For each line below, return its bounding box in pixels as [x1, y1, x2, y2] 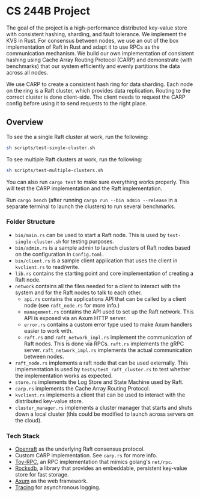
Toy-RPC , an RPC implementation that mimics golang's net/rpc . [14, 458, 173, 466]
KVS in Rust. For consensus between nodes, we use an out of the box [6, 37, 179, 44]
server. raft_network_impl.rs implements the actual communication [23, 346, 192, 353]
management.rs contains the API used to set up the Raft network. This [23, 308, 194, 315]
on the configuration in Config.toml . [14, 250, 104, 258]
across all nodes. [6, 69, 49, 76]
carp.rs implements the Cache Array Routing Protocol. [14, 384, 150, 392]
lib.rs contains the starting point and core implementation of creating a [14, 270, 194, 277]
